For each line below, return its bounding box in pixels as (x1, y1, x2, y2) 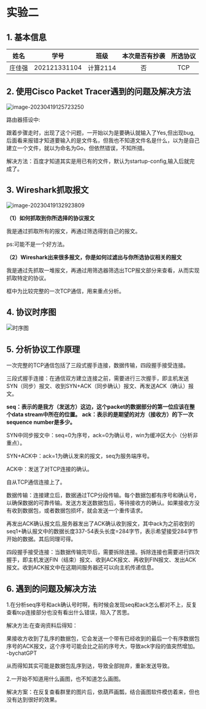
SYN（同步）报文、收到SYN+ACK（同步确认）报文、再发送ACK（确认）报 (6, 382, 194, 390)
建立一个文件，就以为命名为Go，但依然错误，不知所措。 (6, 144, 148, 151)
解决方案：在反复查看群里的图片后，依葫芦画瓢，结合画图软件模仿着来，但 (6, 688, 194, 695)
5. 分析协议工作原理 (6, 344, 80, 354)
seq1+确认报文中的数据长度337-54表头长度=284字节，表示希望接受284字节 (6, 528, 198, 535)
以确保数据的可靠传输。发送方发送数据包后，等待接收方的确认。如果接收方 (6, 499, 194, 507)
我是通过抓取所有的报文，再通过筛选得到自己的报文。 (6, 227, 141, 234)
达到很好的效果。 (17, 696, 60, 703)
